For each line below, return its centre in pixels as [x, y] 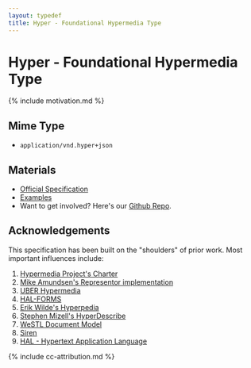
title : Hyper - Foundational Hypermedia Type [85, 23]
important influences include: [56, 258]
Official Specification [54, 189]
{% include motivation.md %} [56, 101]
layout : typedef [35, 15]
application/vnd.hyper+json [66, 146]
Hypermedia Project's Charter [69, 274]
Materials [32, 170]
